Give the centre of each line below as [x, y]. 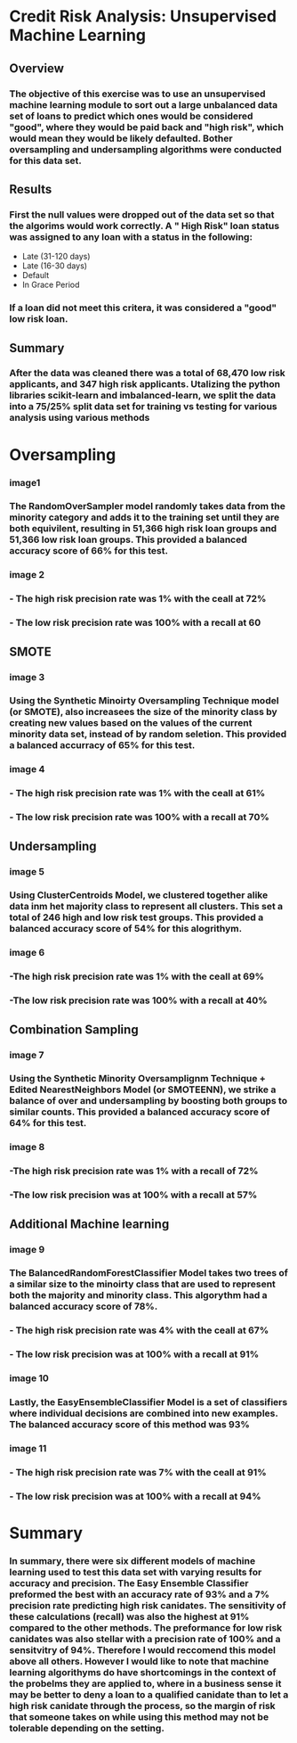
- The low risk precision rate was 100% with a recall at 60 [135, 623]
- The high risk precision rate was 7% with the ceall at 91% [138, 1472]
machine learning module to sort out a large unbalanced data [144, 104]
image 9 [27, 1249]
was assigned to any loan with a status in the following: [131, 236]
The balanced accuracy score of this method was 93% [130, 1425]
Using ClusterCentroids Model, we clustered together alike [139, 895]
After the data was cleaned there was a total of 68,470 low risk [148, 374]
